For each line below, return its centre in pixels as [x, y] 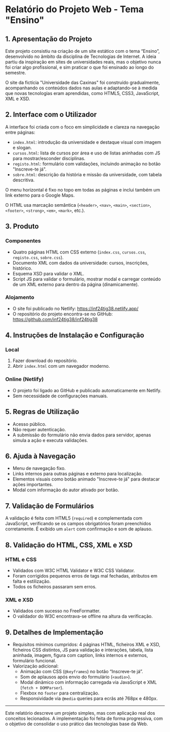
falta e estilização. [32, 581]
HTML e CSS [21, 559]
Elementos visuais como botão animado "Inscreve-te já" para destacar [86, 479]
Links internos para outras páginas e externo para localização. [78, 474]
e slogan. [22, 147]
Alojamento [20, 297]
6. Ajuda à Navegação [40, 456]
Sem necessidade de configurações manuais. [60, 396]
